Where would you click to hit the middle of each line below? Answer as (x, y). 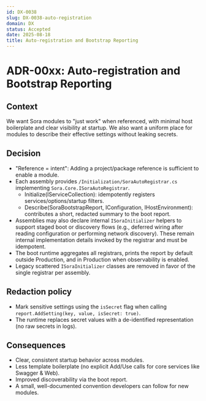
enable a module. (37, 175)
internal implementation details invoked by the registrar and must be (101, 240)
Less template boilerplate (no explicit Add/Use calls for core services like (107, 367)
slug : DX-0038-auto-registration (49, 18)
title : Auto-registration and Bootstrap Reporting (72, 40)
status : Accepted (29, 29)
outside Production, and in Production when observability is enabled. (102, 259)
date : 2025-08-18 (29, 35)
